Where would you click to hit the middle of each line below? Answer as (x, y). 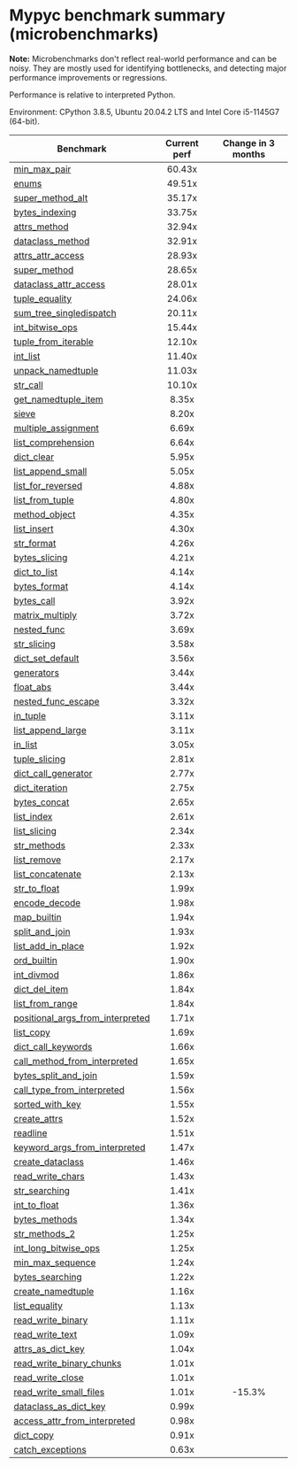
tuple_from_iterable (54, 342)
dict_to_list (36, 572)
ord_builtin (35, 960)
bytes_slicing (41, 557)
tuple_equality (43, 298)
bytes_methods (46, 1219)
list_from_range (46, 1003)
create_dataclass (49, 1162)
